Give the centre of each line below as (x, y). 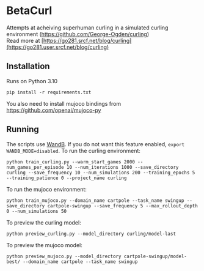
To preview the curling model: (44, 222)
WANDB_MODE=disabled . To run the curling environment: (73, 150)
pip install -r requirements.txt (49, 92)
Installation (28, 66)
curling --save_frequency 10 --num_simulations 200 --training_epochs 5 (101, 173)
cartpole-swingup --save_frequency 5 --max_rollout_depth (123, 206)
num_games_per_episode (35, 167)
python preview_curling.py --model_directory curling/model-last (91, 234)
